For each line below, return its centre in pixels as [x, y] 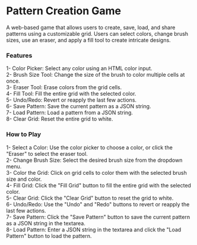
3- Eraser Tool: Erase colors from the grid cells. [64, 87]
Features [19, 55]
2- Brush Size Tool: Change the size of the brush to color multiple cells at [96, 75]
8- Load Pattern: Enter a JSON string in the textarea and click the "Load [94, 230]
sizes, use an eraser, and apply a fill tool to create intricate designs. [88, 40]
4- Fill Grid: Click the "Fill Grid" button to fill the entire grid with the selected [99, 185]
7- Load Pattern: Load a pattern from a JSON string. [70, 113]
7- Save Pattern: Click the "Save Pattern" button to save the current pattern [98, 217]
